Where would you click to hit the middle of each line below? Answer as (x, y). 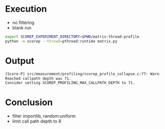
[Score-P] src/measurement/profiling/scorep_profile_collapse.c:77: (77, 74)
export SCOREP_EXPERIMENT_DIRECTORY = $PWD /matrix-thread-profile (72, 37)
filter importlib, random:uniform (44, 116)
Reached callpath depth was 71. (38, 78)
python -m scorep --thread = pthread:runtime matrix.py (61, 41)
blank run (22, 27)
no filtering (23, 22)
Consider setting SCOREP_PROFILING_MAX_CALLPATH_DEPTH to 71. (70, 83)
